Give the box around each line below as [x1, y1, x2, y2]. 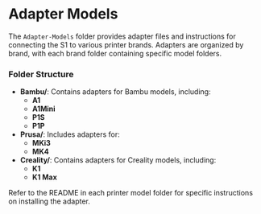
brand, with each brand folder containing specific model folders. [8, 48, 222, 58]
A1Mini [31, 104, 56, 113]
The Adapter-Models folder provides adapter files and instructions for [8, 31, 236, 41]
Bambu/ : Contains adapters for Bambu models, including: [19, 87, 211, 97]
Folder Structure [8, 68, 74, 80]
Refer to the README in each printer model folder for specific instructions [8, 188, 254, 198]
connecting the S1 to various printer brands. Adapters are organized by [8, 39, 244, 49]
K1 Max [31, 172, 58, 182]
